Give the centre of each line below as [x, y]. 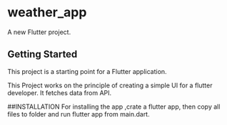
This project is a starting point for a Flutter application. [87, 71]
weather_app [47, 12]
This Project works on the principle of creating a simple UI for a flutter [110, 85]
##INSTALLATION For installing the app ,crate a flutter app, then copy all [114, 107]
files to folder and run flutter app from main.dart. [79, 114]
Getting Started [42, 54]
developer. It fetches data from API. [60, 92]
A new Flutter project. [39, 32]
